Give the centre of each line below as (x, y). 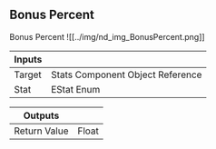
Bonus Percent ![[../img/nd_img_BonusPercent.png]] (108, 36)
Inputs (28, 59)
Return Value (41, 131)
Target (28, 74)
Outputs (41, 115)
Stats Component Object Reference (127, 74)
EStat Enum (76, 89)
